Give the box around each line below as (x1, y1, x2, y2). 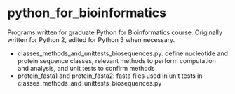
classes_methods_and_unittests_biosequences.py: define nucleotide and (17, 49, 228, 58)
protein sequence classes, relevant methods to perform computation (17, 56, 216, 65)
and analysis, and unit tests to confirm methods (17, 64, 156, 72)
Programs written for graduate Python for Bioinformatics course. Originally (7, 28, 223, 36)
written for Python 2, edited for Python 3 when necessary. (7, 35, 175, 43)
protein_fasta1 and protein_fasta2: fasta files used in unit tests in (17, 72, 203, 80)
